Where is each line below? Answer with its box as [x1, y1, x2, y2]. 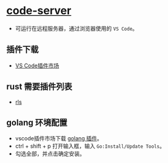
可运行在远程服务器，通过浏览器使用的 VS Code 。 [15, 25, 138, 32]
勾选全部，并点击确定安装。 [15, 150, 86, 157]
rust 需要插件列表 [6, 81, 73, 92]
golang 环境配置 [6, 117, 68, 127]
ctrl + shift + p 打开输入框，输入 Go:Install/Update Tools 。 [15, 142, 165, 150]
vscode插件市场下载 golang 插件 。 [15, 135, 103, 142]
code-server [6, 4, 71, 18]
